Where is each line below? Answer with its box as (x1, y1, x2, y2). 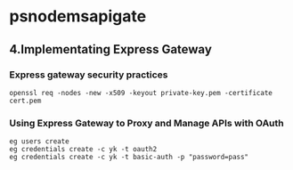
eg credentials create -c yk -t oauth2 (9, 145, 158, 154)
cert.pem (9, 96, 42, 105)
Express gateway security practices (9, 69, 168, 81)
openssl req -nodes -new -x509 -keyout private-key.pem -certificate (9, 88, 273, 97)
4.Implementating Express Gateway (9, 42, 212, 57)
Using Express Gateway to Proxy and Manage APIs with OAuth (9, 117, 285, 129)
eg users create (9, 137, 69, 146)
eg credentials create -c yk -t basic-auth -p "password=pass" (9, 153, 249, 162)
